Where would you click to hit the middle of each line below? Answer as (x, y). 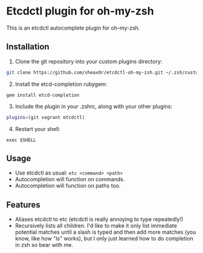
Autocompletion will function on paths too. (68, 186)
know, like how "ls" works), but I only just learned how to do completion (104, 239)
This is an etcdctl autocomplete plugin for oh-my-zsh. (73, 28)
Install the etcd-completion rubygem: (61, 84)
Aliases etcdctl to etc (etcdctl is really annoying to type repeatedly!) (99, 219)
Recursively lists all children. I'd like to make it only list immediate (96, 226)
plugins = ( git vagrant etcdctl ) (46, 117)
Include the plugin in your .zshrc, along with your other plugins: (94, 106)
